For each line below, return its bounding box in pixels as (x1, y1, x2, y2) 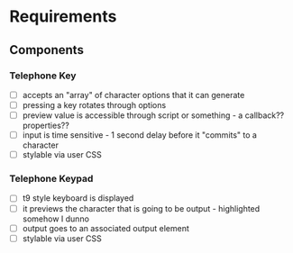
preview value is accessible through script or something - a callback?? (22, 110, 285, 121)
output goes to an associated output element (22, 222, 189, 233)
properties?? (22, 120, 69, 131)
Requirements (9, 6, 117, 27)
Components (9, 42, 84, 58)
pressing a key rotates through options (22, 99, 167, 110)
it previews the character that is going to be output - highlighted (22, 203, 261, 213)
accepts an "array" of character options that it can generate (22, 89, 245, 100)
